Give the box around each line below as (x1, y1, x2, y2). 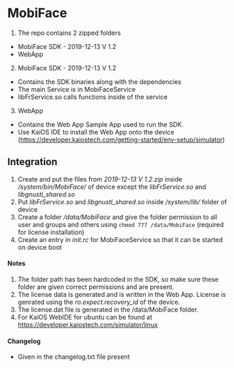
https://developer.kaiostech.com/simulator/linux (17, 320, 159, 329)
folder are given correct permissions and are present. (17, 283, 174, 291)
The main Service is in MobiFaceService (17, 85, 137, 93)
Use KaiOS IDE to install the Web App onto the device (17, 127, 174, 136)
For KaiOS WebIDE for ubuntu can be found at (17, 312, 153, 321)
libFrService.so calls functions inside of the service (17, 93, 168, 101)
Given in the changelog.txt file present (17, 352, 130, 361)
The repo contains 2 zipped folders (17, 28, 121, 37)
